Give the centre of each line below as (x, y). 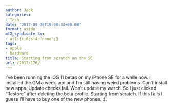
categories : (18, 15)
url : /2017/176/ (23, 63)
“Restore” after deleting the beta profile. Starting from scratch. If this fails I (84, 94)
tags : (11, 44)
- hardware (17, 53)
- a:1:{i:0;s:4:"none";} (32, 39)
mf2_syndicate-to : (25, 34)
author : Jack (19, 10)
